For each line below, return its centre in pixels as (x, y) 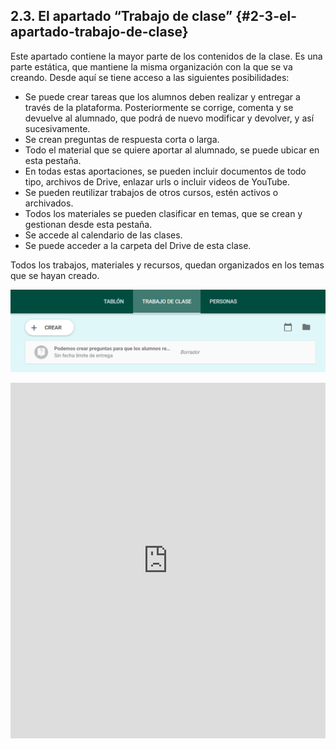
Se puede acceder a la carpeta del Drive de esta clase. (138, 245)
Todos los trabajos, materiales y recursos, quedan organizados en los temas (167, 265)
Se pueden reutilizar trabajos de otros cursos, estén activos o (151, 192)
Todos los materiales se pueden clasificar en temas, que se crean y (163, 213)
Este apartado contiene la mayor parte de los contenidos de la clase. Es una (166, 56)
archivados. (49, 203)
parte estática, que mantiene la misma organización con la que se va (151, 66)
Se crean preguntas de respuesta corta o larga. (122, 139)
